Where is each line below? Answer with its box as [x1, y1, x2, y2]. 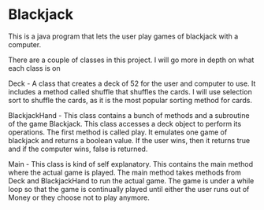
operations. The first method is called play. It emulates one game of [8, 127, 228, 137]
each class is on [8, 63, 61, 72]
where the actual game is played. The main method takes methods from [8, 168, 242, 177]
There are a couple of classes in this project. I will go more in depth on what [8, 55, 255, 64]
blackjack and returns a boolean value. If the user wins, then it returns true [8, 135, 251, 145]
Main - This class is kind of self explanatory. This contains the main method [8, 159, 254, 168]
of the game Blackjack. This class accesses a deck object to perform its [8, 119, 242, 128]
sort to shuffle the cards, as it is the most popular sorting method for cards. [8, 95, 252, 105]
